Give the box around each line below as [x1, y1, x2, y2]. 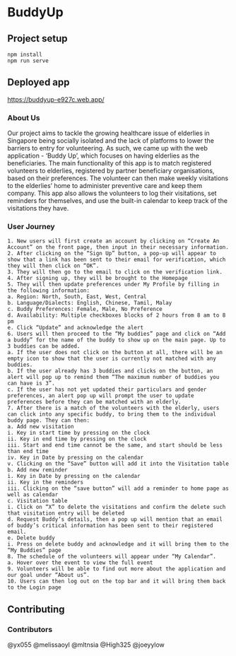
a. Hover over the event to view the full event [7, 559, 153, 566]
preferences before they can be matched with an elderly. [7, 399, 182, 406]
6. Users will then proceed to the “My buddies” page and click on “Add [7, 330, 226, 338]
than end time [7, 448, 49, 455]
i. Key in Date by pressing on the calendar [7, 473, 141, 480]
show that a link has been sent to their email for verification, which [7, 256, 226, 264]
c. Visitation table [7, 498, 69, 505]
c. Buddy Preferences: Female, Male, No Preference [7, 305, 163, 313]
